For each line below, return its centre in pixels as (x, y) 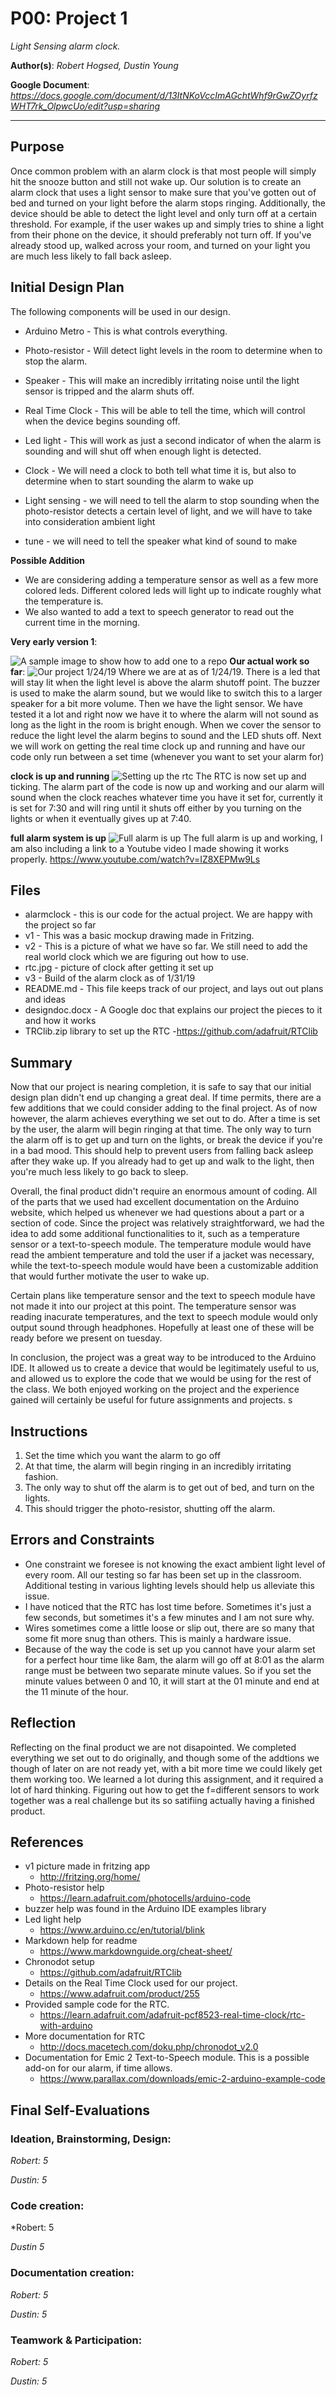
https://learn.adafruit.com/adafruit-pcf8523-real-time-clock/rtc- (172, 2015)
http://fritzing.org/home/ (90, 1877)
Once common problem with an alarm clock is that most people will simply (163, 171)
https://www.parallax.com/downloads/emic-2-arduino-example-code (182, 2079)
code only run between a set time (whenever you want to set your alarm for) (167, 756)
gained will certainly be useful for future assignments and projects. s (151, 1400)
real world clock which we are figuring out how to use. (137, 957)
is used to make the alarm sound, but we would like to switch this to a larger (166, 693)
